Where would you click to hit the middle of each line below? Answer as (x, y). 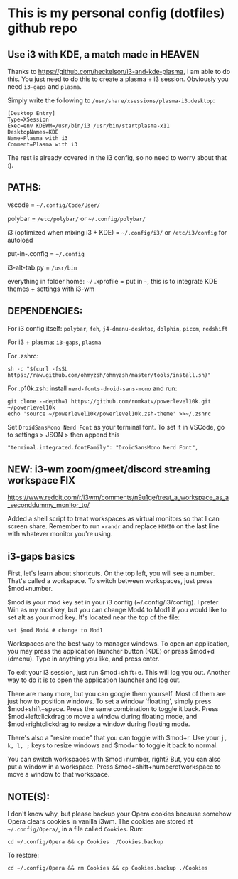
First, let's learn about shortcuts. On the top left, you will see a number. (111, 573)
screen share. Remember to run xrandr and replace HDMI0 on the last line (113, 526)
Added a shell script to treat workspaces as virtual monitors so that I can (114, 519)
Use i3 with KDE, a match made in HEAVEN (103, 54)
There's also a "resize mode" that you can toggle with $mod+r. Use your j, (117, 738)
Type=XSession (28, 119)
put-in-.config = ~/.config (46, 253)
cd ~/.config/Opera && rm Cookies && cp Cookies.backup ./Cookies (108, 868)
